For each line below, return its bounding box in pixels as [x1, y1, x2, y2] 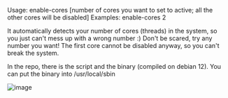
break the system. [7, 49, 59, 57]
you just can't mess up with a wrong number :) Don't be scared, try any [7, 34, 213, 42]
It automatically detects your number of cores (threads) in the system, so [7, 27, 218, 35]
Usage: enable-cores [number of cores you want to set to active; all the [7, 6, 213, 14]
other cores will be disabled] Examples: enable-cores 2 [7, 13, 166, 22]
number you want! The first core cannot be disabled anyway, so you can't [7, 42, 220, 49]
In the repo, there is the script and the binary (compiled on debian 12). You [7, 63, 222, 70]
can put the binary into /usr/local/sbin [7, 70, 115, 78]
